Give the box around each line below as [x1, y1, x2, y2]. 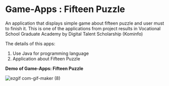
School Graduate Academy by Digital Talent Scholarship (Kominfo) [5, 31, 143, 37]
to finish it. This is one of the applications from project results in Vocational [5, 25, 161, 31]
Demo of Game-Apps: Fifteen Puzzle [5, 65, 84, 71]
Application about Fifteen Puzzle [12, 55, 81, 61]
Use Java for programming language [12, 50, 89, 56]
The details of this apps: [5, 40, 55, 46]
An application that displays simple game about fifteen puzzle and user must [5, 20, 164, 26]
